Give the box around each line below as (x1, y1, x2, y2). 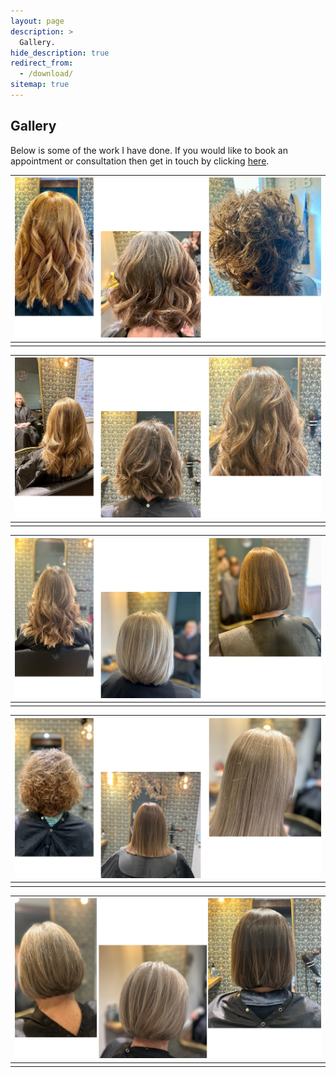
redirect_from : (10, 58, 74, 69)
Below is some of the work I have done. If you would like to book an (10, 144, 288, 156)
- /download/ (19, 69, 74, 79)
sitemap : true (10, 80, 70, 90)
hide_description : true (10, 48, 110, 58)
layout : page (10, 16, 65, 26)
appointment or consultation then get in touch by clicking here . (10, 155, 270, 167)
